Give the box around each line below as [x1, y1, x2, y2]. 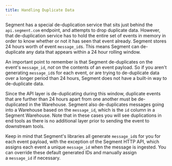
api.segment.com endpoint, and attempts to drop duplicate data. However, [5, 27, 161, 33]
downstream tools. [5, 123, 45, 129]
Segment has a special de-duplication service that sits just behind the [5, 22, 153, 28]
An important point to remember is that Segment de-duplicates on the [5, 58, 153, 65]
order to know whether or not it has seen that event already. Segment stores [5, 38, 167, 44]
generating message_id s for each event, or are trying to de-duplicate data [5, 70, 160, 76]
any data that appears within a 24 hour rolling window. [26, 49, 141, 55]
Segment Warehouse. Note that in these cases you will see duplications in [5, 112, 162, 118]
